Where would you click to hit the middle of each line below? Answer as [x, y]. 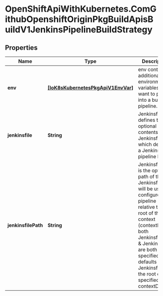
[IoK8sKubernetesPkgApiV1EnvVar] [90, 88]
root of [146, 213]
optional [147, 126]
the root [147, 274]
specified [149, 280]
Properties [21, 47]
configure [149, 195]
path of [146, 176]
